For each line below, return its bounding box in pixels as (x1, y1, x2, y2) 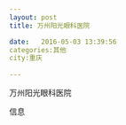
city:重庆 (9, 54, 43, 63)
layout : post (9, 12, 58, 22)
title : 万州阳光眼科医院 (9, 21, 91, 30)
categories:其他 (9, 45, 67, 54)
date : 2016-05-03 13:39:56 (9, 37, 117, 46)
